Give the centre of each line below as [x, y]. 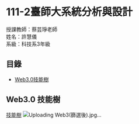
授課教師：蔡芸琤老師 [32, 29]
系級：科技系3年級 [28, 44]
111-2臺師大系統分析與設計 [69, 12]
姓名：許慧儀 [21, 36]
